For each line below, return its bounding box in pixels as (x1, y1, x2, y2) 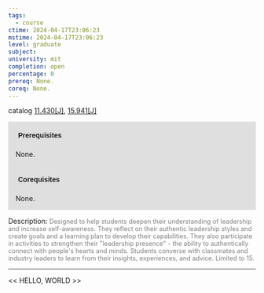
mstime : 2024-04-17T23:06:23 (8, 33, 104, 42)
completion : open (8, 63, 65, 71)
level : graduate (8, 41, 61, 49)
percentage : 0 (8, 70, 55, 78)
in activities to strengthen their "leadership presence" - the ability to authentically (8, 240, 249, 248)
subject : (8, 48, 37, 56)
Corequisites (18, 175, 60, 185)
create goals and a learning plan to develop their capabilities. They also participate (8, 233, 253, 240)
